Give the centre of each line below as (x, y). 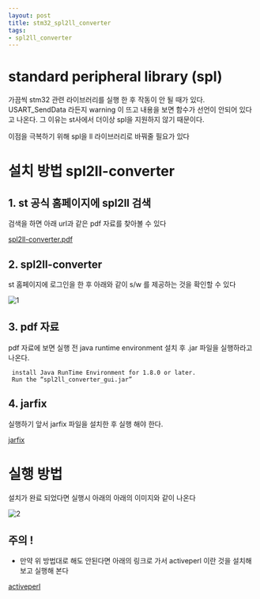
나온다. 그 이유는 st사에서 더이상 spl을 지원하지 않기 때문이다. (110, 120)
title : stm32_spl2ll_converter (60, 23)
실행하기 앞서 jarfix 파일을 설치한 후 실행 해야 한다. (86, 424)
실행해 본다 (51, 570)
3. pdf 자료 (34, 327)
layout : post (30, 15)
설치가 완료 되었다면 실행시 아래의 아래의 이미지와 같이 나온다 (102, 498)
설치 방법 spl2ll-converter (92, 172)
